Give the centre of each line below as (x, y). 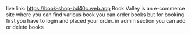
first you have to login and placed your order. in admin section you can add (96, 21)
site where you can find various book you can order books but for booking (95, 15)
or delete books (25, 27)
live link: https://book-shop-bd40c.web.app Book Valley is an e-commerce (95, 8)
